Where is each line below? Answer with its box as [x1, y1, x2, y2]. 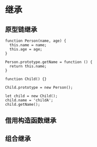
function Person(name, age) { [5, 38, 67, 43]
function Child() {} [5, 77, 47, 82]
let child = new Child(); [5, 94, 58, 98]
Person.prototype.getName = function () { [5, 60, 93, 65]
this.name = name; [9, 43, 47, 48]
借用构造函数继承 [5, 116, 57, 125]
